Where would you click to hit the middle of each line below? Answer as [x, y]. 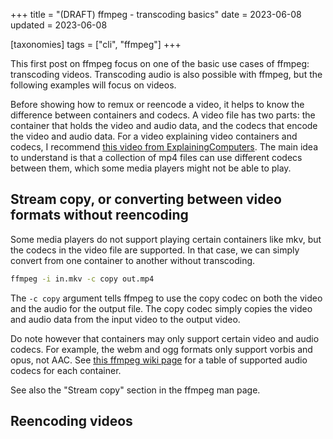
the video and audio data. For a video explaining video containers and [154, 136]
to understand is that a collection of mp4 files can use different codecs [156, 157]
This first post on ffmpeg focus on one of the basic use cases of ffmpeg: [160, 63]
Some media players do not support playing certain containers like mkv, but [166, 239]
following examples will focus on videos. [93, 85]
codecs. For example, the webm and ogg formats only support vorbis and [161, 349]
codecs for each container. [66, 370]
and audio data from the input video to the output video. [125, 319]
